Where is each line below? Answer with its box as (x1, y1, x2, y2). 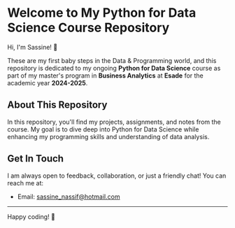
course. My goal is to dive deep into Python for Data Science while (7, 124, 199, 134)
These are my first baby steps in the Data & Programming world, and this (7, 56, 217, 64)
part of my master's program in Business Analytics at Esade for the (7, 71, 204, 80)
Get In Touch (7, 152, 64, 165)
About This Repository (7, 99, 108, 111)
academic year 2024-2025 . (7, 78, 88, 87)
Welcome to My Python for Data (7, 5, 197, 21)
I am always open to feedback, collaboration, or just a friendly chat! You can (7, 171, 227, 180)
